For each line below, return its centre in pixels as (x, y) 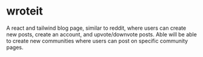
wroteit (25, 11)
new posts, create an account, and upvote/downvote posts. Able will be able (101, 34)
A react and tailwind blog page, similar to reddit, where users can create (96, 28)
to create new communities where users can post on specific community (97, 41)
